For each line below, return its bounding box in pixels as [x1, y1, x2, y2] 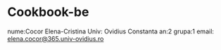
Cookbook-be [7, 4, 89, 20]
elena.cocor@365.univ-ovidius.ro [7, 34, 104, 42]
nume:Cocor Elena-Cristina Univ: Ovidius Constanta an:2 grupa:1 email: [7, 27, 215, 35]
